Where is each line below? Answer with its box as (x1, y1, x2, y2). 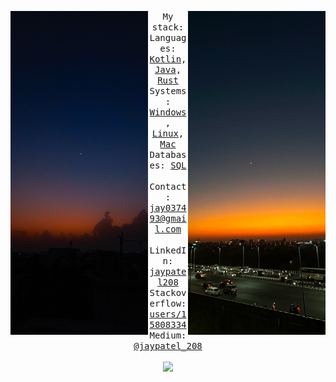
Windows (149, 107, 187, 118)
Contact (149, 181, 187, 192)
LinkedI (149, 245, 187, 256)
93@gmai (149, 213, 187, 224)
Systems (149, 86, 187, 96)
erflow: (149, 298, 187, 309)
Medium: (149, 330, 187, 341)
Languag (149, 32, 187, 43)
